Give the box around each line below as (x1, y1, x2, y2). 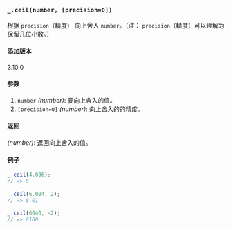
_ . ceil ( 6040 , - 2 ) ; (7, 210, 60, 217)
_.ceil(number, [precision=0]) (7, 6, 113, 14)
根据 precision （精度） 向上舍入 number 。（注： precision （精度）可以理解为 (7, 21, 225, 30)
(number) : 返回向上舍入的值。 (7, 138, 92, 146)
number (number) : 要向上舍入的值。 (17, 96, 116, 104)
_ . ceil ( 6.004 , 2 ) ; (7, 190, 60, 197)
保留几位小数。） (7, 30, 53, 39)
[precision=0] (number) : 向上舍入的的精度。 (17, 105, 144, 113)
